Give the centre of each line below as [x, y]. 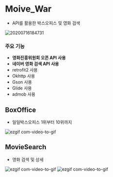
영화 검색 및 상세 [28, 159]
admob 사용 [24, 94]
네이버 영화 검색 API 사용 [36, 64]
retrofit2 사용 [25, 70]
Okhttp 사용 [23, 76]
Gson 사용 [22, 82]
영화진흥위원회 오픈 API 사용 [39, 58]
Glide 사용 [22, 88]
